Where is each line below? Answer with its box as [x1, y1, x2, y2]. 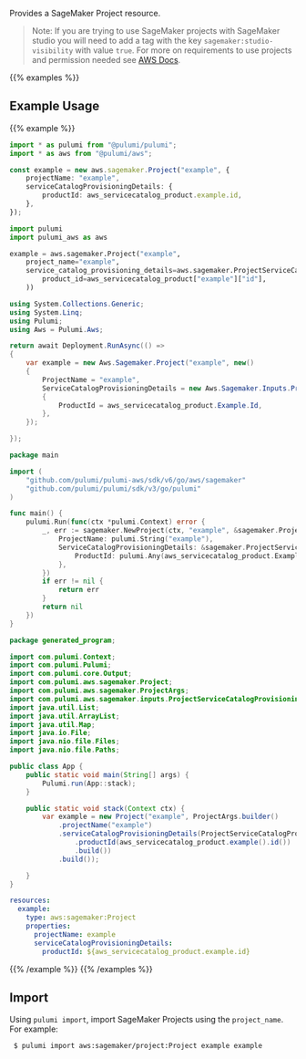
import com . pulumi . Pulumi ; [9, 660, 112, 670]
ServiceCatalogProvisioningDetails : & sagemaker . [57, 543, 247, 552]
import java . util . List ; [9, 702, 100, 712]
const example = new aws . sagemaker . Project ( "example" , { [9, 165, 230, 174]
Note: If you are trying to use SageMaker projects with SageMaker [31, 26, 280, 36]
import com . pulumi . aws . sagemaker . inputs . [9, 694, 169, 703]
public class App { [9, 762, 84, 772]
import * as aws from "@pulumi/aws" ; [9, 149, 153, 158]
